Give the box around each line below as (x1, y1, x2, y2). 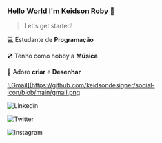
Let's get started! (23, 22, 73, 30)
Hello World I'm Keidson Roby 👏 (7, 6, 115, 16)
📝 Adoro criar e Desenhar (7, 68, 81, 76)
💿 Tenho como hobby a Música (7, 52, 98, 60)
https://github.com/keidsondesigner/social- (31, 81, 155, 89)
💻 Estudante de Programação (7, 36, 94, 44)
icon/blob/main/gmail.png (7, 89, 81, 97)
